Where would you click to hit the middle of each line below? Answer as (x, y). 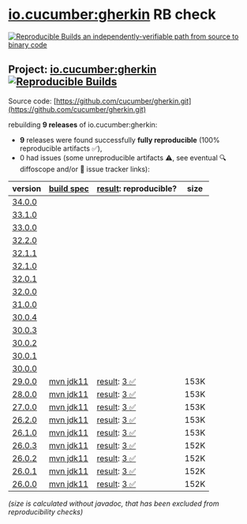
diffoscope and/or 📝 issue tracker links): (84, 169)
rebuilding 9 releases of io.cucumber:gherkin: (83, 125)
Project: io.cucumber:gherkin (82, 70)
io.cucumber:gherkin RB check (112, 15)
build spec (69, 189)
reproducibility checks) (46, 511)
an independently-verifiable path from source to (161, 36)
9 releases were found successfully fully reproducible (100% (120, 140)
